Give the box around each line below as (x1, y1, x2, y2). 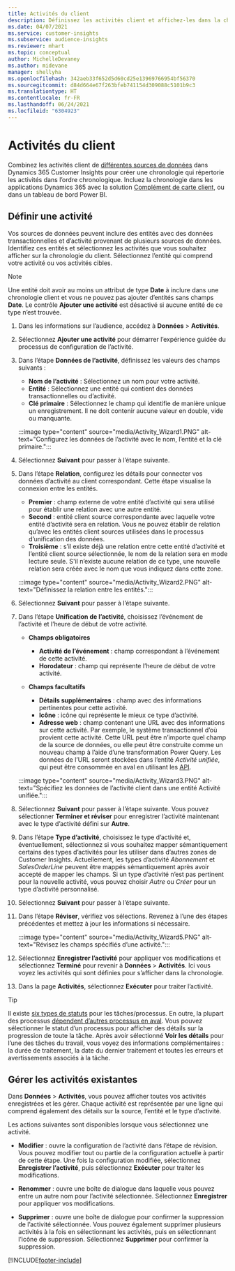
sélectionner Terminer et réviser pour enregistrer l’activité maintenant (17, 812, 220, 820)
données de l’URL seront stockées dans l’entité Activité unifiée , (38, 755, 220, 764)
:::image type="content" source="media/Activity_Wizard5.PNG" (17, 933, 201, 941)
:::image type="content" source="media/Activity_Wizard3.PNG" (17, 776, 201, 785)
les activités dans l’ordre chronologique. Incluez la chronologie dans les (8, 175, 213, 183)
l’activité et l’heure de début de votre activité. (17, 619, 149, 628)
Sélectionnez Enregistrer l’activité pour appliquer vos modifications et (17, 954, 222, 962)
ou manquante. (28, 414, 73, 422)
